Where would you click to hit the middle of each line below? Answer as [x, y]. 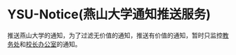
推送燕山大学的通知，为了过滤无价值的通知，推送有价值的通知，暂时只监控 [115, 35]
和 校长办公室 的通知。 [51, 44]
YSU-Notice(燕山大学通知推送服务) [109, 14]
